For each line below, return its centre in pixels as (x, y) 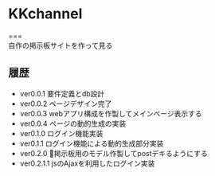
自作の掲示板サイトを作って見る (61, 45)
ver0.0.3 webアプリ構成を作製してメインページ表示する (111, 113)
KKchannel (45, 14)
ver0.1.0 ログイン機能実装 (61, 133)
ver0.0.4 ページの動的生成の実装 (73, 123)
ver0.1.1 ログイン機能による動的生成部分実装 (92, 143)
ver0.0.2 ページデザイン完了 (66, 104)
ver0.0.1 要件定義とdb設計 (62, 93)
